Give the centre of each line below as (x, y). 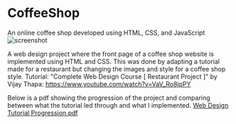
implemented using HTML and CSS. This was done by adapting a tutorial (114, 61)
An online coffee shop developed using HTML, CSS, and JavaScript (106, 33)
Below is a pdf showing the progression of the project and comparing (109, 98)
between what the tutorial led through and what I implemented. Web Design (118, 105)
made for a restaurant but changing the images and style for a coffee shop (117, 69)
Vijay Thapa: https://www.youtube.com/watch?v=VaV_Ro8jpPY (99, 84)
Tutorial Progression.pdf (43, 113)
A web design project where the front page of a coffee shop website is (111, 54)
